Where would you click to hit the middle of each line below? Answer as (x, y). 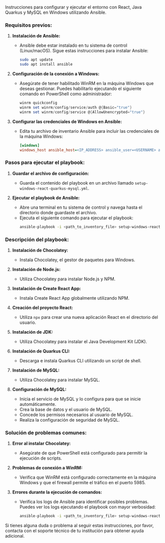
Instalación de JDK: (32, 332)
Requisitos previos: (29, 25)
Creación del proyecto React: (42, 308)
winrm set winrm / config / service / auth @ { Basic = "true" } (76, 107)
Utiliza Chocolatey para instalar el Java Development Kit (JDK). (83, 341)
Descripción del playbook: (37, 239)
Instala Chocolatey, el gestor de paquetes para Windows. (77, 260)
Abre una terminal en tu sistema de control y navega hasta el (81, 207)
